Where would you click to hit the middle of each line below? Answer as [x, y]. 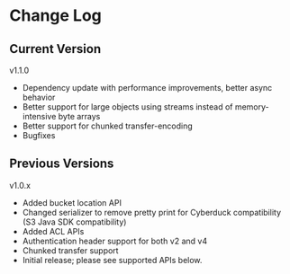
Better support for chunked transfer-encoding [108, 126]
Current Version [55, 49]
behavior [39, 97]
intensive [39, 116]
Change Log [55, 16]
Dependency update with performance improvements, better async [147, 88]
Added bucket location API [72, 202]
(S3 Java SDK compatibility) [74, 222]
